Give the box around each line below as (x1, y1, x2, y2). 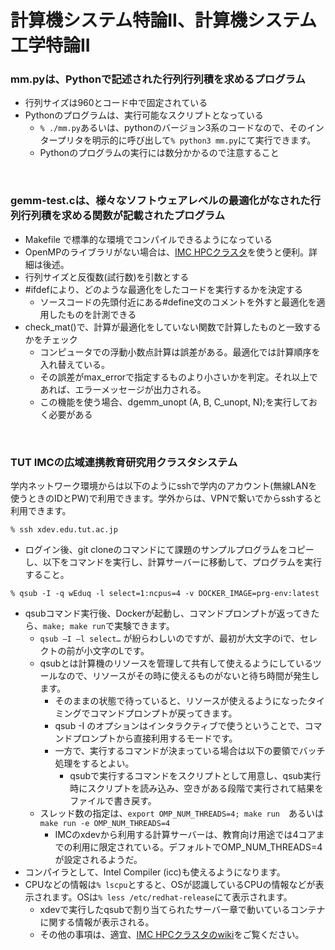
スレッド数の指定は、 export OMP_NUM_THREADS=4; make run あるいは (39, 807, 324, 820)
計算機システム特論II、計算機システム (10, 9, 318, 32)
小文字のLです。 (83, 645, 150, 657)
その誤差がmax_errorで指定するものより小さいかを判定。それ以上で (39, 371, 318, 383)
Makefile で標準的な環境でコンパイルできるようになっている (24, 233, 273, 245)
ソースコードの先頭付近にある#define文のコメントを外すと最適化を (39, 296, 317, 308)
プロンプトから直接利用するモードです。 (72, 732, 238, 745)
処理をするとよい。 (54, 757, 135, 770)
